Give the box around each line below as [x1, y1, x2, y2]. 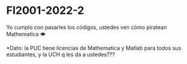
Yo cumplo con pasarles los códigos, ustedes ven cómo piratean [6, 24, 167, 31]
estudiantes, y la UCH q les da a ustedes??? [6, 51, 115, 58]
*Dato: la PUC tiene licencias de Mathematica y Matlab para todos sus [6, 44, 182, 51]
